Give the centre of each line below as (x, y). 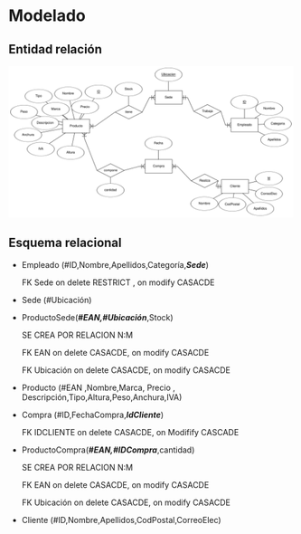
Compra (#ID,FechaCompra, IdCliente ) (93, 415)
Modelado (47, 16)
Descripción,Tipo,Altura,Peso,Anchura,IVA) (102, 397)
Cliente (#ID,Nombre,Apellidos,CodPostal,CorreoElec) (122, 520)
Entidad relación (56, 49)
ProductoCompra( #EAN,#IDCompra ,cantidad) (108, 450)
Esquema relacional (65, 243)
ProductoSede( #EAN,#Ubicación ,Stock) (97, 317)
